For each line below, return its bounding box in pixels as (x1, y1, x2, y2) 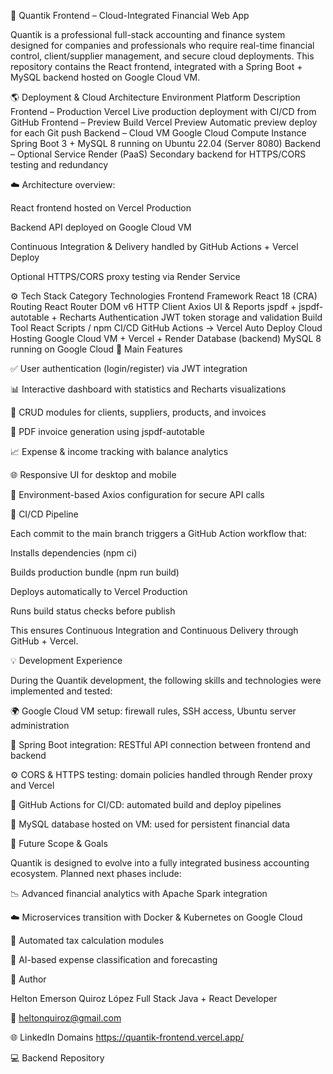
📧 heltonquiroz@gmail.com (10, 1012, 122, 1024)
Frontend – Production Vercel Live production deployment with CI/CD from (10, 106, 317, 117)
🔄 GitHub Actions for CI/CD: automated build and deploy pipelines (10, 799, 282, 810)
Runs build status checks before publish (10, 605, 176, 617)
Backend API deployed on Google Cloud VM (10, 221, 192, 233)
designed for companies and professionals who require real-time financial (10, 40, 315, 51)
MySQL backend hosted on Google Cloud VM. (10, 71, 201, 83)
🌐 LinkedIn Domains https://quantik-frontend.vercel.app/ (10, 1031, 245, 1043)
